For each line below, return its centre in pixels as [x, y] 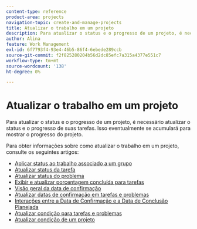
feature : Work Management [38, 45]
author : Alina [23, 39]
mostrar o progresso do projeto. [45, 134]
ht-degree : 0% [23, 72]
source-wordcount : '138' [36, 66]
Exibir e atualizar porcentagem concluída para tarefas [79, 182]
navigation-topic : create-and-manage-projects [64, 22]
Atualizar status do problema [49, 176]
